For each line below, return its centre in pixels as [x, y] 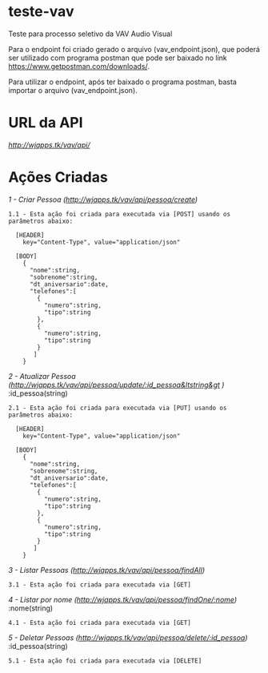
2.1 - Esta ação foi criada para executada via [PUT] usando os [118, 408]
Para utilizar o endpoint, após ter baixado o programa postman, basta [123, 82]
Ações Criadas [58, 177]
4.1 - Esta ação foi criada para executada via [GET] [100, 623]
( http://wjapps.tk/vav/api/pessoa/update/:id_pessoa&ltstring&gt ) [116, 385]
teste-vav [41, 12]
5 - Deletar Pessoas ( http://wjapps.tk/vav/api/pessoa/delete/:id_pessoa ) [128, 637]
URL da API [46, 123]
